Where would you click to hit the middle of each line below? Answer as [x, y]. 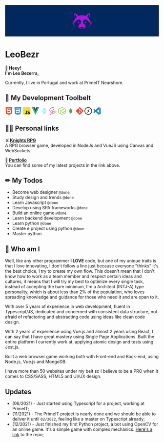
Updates [18, 392]
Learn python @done [32, 223]
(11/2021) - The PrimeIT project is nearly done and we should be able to [84, 414]
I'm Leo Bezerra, [22, 73]
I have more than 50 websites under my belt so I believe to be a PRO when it [82, 371]
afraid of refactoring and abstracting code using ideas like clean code [75, 317]
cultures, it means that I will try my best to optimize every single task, [74, 281]
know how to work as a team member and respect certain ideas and [73, 276]
